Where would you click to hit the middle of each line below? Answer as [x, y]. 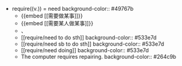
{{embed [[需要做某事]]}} [52, 16]
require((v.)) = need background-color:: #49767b [73, 9]
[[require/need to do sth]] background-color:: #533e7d [89, 37]
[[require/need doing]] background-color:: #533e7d [85, 50]
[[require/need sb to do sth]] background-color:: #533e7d [92, 44]
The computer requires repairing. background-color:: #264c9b [99, 57]
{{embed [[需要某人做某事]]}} [57, 23]
